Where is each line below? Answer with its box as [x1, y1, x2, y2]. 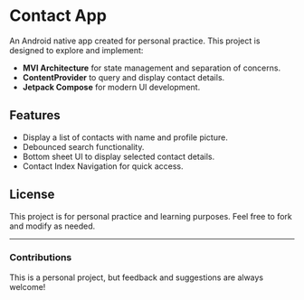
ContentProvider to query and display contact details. [22, 71, 225, 82]
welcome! [9, 281, 46, 292]
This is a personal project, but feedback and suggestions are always [9, 272, 264, 283]
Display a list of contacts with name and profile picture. [22, 132, 228, 143]
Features [9, 108, 61, 123]
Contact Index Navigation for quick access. [22, 160, 184, 172]
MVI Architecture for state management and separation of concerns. [22, 62, 281, 73]
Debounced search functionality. [22, 141, 145, 152]
